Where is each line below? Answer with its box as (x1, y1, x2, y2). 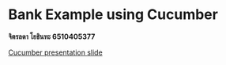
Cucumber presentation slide (8, 48, 103, 57)
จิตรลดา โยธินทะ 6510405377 (8, 32, 96, 41)
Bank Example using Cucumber (8, 6, 219, 24)
